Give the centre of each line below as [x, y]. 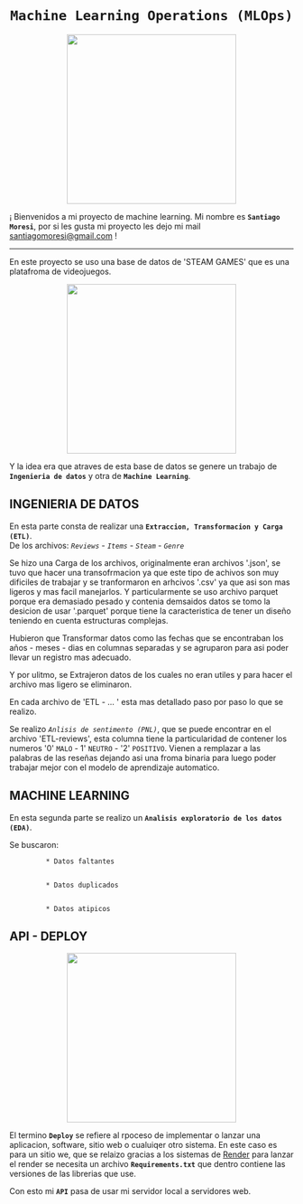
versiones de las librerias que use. [73, 1174]
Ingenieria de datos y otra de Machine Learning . [100, 475]
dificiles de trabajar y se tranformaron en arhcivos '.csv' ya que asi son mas [150, 582]
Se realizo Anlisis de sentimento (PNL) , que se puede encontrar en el [141, 729]
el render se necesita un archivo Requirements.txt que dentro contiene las [147, 1164]
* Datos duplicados [82, 885]
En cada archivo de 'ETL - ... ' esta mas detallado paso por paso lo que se [147, 701]
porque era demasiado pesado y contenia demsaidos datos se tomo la [140, 601]
